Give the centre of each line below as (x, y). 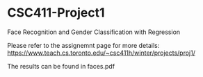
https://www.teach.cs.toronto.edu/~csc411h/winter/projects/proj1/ (101, 53)
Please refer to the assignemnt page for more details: (83, 45)
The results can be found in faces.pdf (61, 66)
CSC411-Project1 (56, 13)
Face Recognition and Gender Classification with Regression (94, 32)
